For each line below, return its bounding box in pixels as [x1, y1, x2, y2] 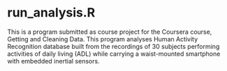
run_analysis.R [7, 5, 96, 21]
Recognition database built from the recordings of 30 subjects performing [7, 42, 220, 50]
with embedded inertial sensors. [7, 57, 100, 65]
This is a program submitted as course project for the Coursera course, [7, 28, 212, 36]
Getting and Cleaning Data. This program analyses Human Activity [7, 34, 198, 43]
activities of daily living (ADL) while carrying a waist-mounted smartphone [7, 50, 221, 58]
